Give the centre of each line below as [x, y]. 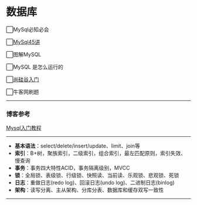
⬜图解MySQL [24, 54]
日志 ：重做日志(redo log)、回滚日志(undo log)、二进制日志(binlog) [94, 183]
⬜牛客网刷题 [23, 92]
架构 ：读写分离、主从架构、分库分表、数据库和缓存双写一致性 [89, 190]
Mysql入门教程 [24, 128]
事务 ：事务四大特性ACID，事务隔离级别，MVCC [72, 168]
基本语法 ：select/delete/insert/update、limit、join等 [77, 146]
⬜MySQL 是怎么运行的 [35, 67]
